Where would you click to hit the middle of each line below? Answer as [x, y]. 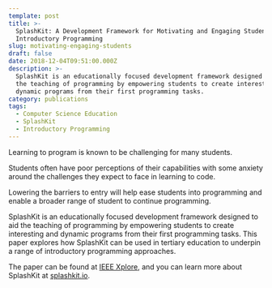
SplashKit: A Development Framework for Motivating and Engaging [128, 31]
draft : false [30, 54]
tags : [17, 106]
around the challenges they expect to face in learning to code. [112, 176]
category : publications [49, 99]
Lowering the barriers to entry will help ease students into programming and [135, 192]
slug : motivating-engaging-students [70, 46]
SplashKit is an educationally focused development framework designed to [134, 217]
